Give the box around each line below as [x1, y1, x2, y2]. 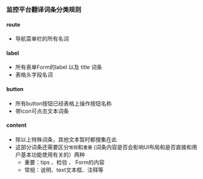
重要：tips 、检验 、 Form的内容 [24, 158, 105, 166]
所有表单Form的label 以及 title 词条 [15, 64, 102, 71]
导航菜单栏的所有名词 [15, 35, 69, 42]
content [6, 121, 27, 129]
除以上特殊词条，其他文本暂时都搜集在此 [15, 135, 117, 143]
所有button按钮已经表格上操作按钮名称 [15, 100, 112, 107]
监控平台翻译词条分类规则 [6, 5, 82, 13]
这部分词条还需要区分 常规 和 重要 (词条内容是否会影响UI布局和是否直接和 [15, 143, 192, 150]
